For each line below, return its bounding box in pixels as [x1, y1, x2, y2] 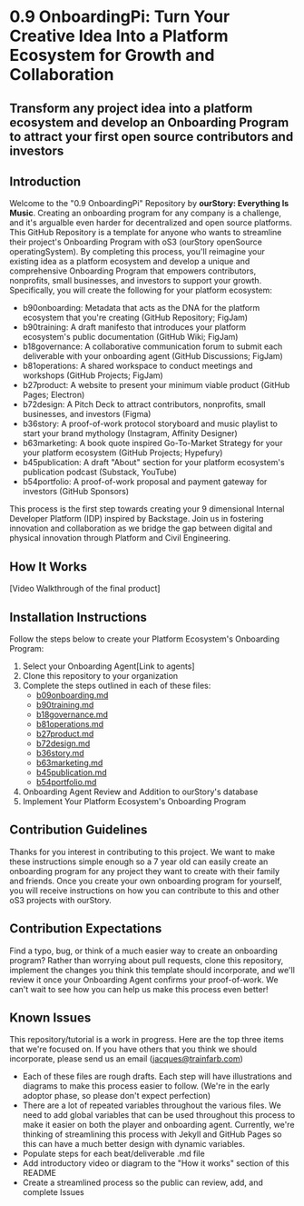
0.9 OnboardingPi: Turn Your [9, 6, 230, 27]
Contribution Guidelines [9, 822, 148, 838]
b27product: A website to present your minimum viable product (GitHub [22, 380, 290, 391]
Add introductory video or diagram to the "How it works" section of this [22, 1158, 289, 1169]
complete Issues [22, 1187, 84, 1198]
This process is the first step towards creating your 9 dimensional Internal [9, 503, 285, 514]
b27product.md [35, 729, 94, 740]
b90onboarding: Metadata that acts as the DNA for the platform [22, 303, 260, 314]
